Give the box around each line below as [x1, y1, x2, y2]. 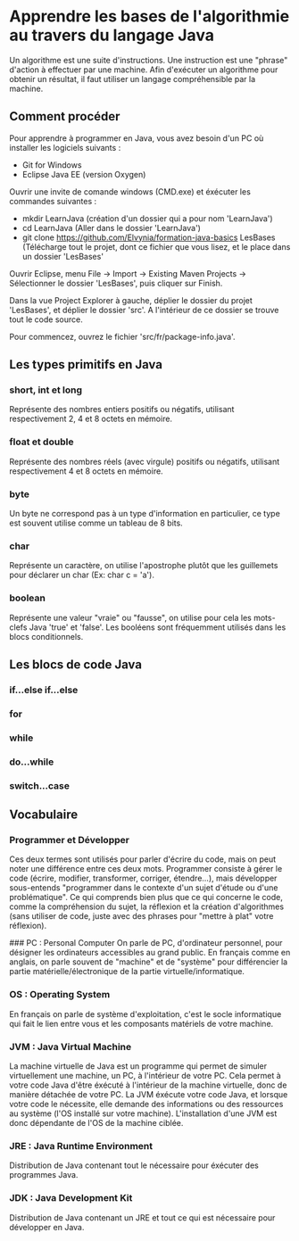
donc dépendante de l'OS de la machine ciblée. [9, 1117, 184, 1128]
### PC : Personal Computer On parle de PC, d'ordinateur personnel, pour [9, 938, 283, 948]
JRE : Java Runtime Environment [9, 1139, 154, 1152]
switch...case [9, 779, 70, 791]
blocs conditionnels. [9, 631, 84, 641]
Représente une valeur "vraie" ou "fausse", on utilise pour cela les [9, 612, 252, 623]
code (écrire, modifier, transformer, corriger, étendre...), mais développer [9, 873, 278, 884]
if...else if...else [9, 683, 79, 696]
